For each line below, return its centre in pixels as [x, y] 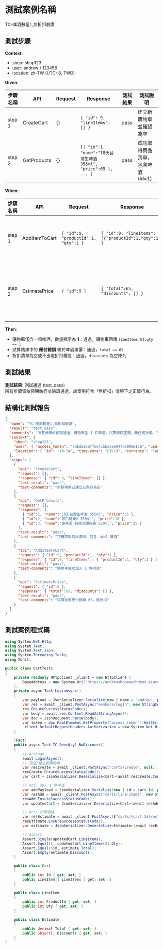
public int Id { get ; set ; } [52, 875]
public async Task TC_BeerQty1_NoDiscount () [59, 745]
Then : [11, 329]
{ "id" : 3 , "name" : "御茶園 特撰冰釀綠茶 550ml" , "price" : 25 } [82, 523]
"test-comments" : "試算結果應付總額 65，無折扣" [64, 600]
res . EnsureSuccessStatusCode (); [55, 709]
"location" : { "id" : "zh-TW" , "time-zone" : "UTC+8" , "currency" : [81, 451]
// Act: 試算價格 [39, 812]
